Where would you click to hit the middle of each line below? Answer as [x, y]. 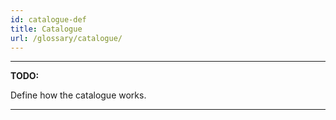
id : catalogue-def [48, 19]
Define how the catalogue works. [78, 95]
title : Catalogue [46, 29]
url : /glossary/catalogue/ [66, 38]
